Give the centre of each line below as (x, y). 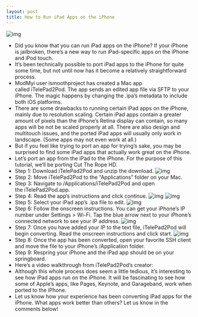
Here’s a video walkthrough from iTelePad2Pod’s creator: (84, 265)
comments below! (36, 309)
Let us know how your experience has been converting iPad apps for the (103, 296)
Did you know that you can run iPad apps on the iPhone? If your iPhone (101, 45)
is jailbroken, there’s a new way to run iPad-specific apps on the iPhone (102, 51)
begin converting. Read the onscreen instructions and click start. (93, 233)
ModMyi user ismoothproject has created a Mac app (79, 83)
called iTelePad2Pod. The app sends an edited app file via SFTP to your (102, 89)
